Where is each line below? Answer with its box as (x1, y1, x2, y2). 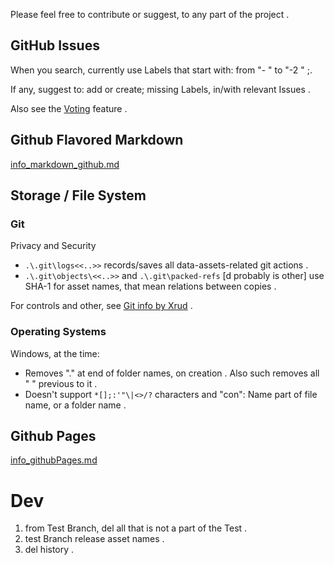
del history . (24, 544, 75, 556)
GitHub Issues (10, 37, 100, 54)
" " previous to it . (24, 377, 98, 389)
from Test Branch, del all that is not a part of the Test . (24, 522, 248, 534)
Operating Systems (10, 325, 107, 339)
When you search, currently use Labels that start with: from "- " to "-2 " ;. (10, 64, 313, 76)
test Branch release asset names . (24, 533, 165, 545)
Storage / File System (10, 187, 147, 204)
